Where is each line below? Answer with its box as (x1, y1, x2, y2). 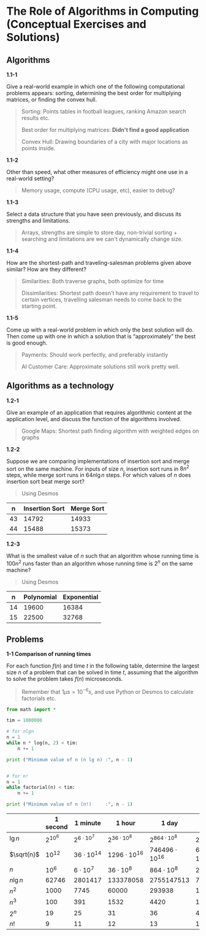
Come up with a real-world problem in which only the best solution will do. (6, 326, 194, 333)
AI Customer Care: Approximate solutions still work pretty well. (21, 363, 180, 370)
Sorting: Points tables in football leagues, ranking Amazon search (21, 108, 187, 115)
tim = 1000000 (6, 717, 43, 724)
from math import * (6, 706, 56, 712)
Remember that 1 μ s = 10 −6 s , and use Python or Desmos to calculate (21, 687, 194, 695)
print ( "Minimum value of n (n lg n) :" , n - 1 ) (6, 756, 133, 763)
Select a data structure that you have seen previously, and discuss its (6, 210, 182, 218)
